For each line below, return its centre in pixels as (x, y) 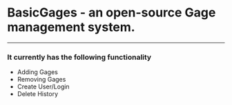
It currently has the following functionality (79, 57)
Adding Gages (38, 72)
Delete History (38, 94)
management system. (71, 27)
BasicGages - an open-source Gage (112, 13)
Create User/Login (43, 86)
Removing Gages (41, 80)
